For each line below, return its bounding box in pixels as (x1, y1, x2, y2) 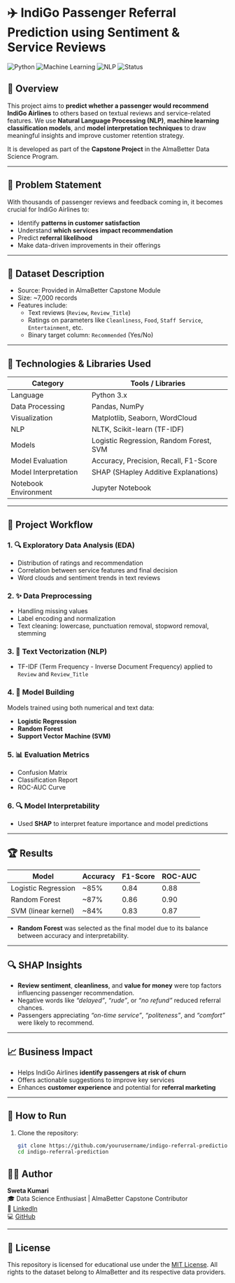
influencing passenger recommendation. (17, 988, 135, 997)
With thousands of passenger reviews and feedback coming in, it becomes (7, 197, 223, 206)
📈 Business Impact (7, 1046, 93, 1058)
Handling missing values (17, 607, 88, 615)
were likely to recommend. (17, 1018, 94, 1027)
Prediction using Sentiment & (7, 24, 180, 41)
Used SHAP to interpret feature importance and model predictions (17, 820, 208, 828)
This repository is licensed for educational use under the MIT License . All (7, 1260, 218, 1268)
